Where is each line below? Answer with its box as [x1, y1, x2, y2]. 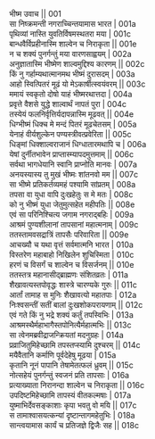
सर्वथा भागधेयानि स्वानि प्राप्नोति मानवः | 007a [9, 159, 138, 170]
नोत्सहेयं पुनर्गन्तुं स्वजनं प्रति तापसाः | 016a [9, 370, 130, 380]
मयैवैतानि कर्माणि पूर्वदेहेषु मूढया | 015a [9, 350, 117, 360]
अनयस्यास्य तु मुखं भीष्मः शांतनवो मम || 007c [9, 170, 139, 179]
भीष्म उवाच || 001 [9, 9, 62, 19]
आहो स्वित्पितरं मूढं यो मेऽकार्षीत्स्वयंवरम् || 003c [9, 79, 146, 89]
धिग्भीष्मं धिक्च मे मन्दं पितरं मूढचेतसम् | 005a [9, 119, 137, 129]
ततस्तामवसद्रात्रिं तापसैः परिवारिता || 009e [9, 229, 129, 240]
